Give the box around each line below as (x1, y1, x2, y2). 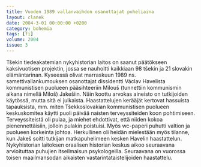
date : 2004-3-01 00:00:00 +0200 (6, 20, 87, 26)
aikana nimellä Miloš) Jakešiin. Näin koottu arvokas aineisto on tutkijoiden (6, 90, 188, 98)
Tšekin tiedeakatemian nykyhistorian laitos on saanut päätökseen (6, 58, 167, 66)
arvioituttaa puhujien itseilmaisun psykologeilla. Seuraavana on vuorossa (6, 147, 186, 154)
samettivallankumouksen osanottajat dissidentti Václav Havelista (6, 77, 166, 84)
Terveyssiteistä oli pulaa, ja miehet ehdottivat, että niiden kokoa (6, 116, 163, 123)
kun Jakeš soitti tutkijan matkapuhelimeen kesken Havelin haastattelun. (6, 135, 182, 142)
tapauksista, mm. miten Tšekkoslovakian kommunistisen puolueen (6, 103, 170, 110)
